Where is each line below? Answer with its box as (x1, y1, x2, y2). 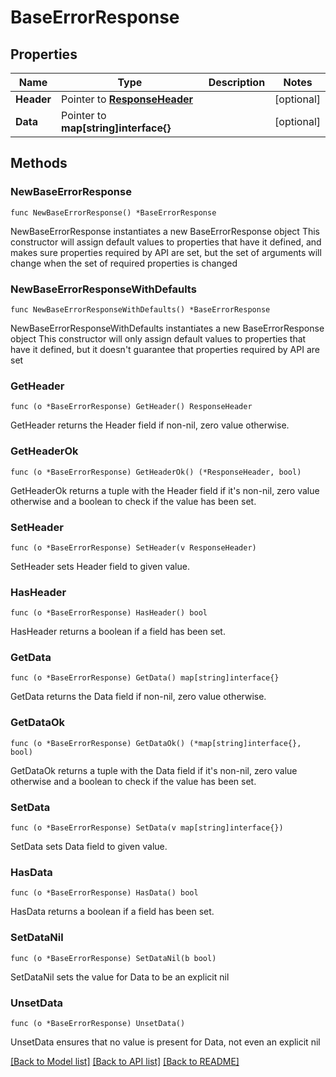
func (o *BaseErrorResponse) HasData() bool (10, 888, 199, 898)
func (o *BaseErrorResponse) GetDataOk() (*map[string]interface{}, (10, 738, 302, 748)
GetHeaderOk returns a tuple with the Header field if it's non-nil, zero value (10, 484, 320, 496)
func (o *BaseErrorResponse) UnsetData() (10, 1018, 186, 1028)
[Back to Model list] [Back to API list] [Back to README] (10, 1055, 240, 1067)
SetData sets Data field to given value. (10, 841, 168, 853)
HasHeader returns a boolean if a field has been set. (10, 626, 226, 638)
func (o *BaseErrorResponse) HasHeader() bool (10, 608, 208, 618)
